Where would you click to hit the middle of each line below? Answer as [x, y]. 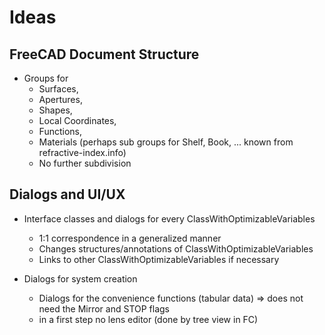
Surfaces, [58, 89]
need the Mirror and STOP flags [104, 308]
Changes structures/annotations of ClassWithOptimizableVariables [176, 248]
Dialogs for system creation [80, 278]
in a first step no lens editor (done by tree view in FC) [148, 319]
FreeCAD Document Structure [104, 54]
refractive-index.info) [82, 152]
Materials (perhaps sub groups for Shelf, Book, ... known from [166, 142]
